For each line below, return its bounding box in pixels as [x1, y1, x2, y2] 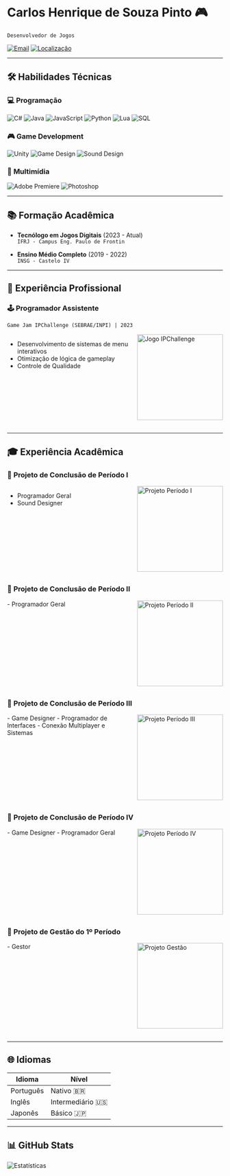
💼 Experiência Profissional [7, 283, 122, 294]
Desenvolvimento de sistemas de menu [16, 339, 129, 348]
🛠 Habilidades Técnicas [7, 71, 112, 83]
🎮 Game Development [7, 131, 84, 141]
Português [10, 1085, 44, 1095]
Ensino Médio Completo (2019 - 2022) [16, 250, 128, 259]
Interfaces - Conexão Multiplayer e [7, 721, 105, 730]
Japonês [10, 1108, 39, 1118]
